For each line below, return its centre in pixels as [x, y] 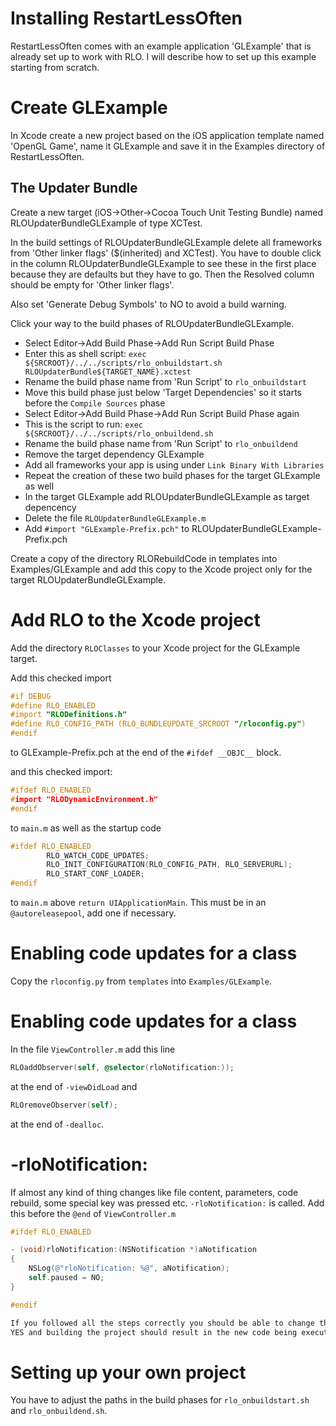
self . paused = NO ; [66, 1278]
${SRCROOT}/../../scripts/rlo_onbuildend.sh [119, 433]
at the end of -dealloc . [57, 1124]
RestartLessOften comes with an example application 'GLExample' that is [161, 46]
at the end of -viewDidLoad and [74, 1086]
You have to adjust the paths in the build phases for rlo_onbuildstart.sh [160, 1400]
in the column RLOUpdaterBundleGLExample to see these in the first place [163, 263]
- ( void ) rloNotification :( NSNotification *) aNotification [133, 1250]
